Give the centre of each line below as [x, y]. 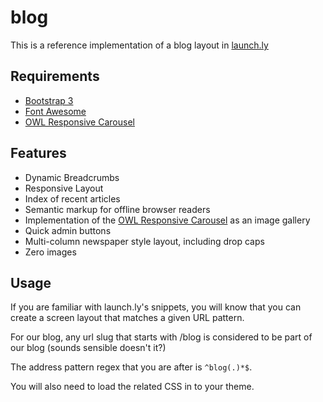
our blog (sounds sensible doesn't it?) [88, 348]
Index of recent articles [72, 198]
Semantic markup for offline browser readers [117, 209]
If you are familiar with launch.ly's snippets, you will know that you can [156, 307]
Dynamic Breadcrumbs [72, 177]
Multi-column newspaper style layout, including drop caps [144, 241]
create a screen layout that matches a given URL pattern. [127, 318]
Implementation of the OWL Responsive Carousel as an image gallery [167, 220]
